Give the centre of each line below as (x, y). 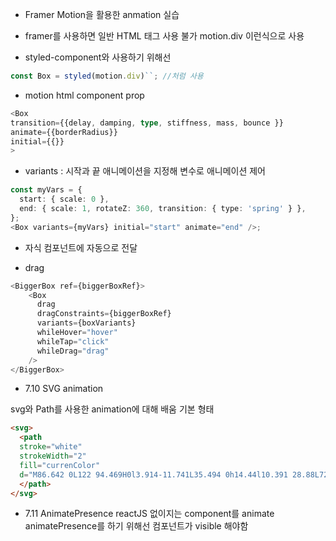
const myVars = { (46, 190)
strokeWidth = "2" (53, 456)
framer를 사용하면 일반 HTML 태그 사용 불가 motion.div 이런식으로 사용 (164, 36)
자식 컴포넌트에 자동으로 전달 (81, 247)
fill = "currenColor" (60, 465)
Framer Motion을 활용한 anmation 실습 (102, 14)
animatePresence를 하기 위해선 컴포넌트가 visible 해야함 (136, 526)
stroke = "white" (51, 447)
